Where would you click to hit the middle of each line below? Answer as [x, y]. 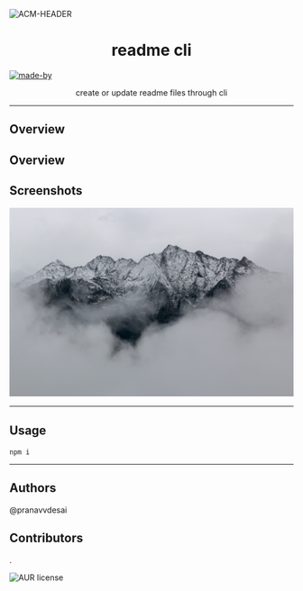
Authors [33, 488]
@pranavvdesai [38, 510]
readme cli [151, 50]
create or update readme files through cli [151, 92]
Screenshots [46, 191]
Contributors [46, 538]
